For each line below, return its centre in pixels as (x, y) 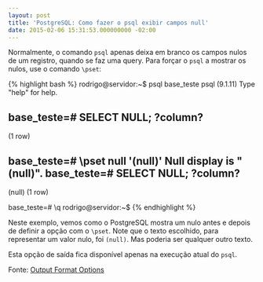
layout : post (29, 15)
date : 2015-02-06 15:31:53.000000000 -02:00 (82, 30)
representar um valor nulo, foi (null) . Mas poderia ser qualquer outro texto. (131, 239)
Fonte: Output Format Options (56, 269)
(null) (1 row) (28, 192)
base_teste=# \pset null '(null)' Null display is (121, 161)
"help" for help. (33, 93)
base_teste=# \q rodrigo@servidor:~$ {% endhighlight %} (102, 207)
